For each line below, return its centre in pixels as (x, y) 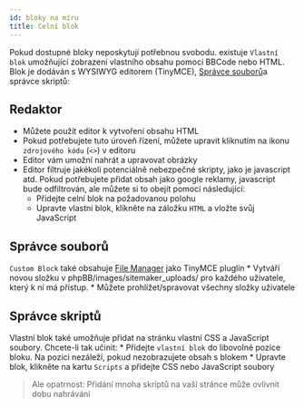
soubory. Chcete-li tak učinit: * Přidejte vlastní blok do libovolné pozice (145, 347)
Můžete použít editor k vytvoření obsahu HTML (111, 131)
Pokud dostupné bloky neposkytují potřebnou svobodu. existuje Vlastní (144, 52)
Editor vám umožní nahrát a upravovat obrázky (110, 160)
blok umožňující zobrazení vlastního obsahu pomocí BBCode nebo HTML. (147, 62)
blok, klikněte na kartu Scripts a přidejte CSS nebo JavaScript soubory (142, 366)
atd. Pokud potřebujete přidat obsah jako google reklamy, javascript (149, 179)
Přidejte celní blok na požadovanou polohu (116, 199)
